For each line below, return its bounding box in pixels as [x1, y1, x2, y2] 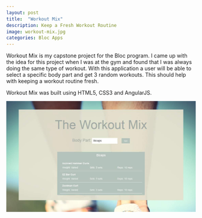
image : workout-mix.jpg [6, 29, 66, 35]
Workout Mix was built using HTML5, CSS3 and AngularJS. [6, 89, 152, 96]
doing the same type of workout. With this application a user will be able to [6, 65, 192, 72]
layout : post [6, 10, 39, 16]
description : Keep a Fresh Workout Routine [6, 22, 117, 28]
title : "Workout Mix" [6, 16, 63, 22]
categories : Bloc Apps [6, 35, 63, 41]
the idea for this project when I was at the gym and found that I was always [6, 59, 192, 66]
